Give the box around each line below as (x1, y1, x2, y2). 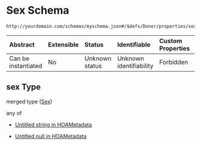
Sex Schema (6, 4, 70, 17)
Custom (159, 36, 182, 45)
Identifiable (117, 40, 151, 48)
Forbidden (159, 58, 188, 66)
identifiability (117, 61, 154, 70)
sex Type (6, 82, 41, 92)
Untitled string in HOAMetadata (14, 121, 92, 128)
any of (6, 109, 22, 116)
